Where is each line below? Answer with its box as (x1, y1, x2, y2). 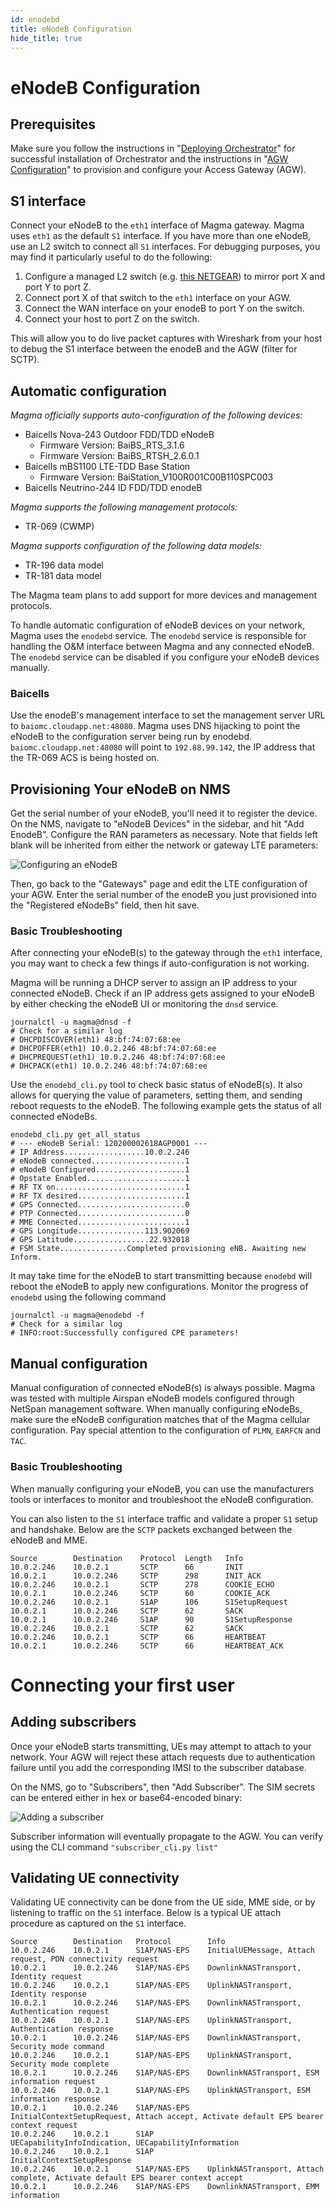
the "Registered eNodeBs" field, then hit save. (10, 899, 200, 911)
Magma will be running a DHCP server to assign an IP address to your (10, 977, 298, 989)
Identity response (10, 1989, 87, 2000)
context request (10, 2121, 78, 2131)
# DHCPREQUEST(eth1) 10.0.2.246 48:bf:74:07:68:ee (10, 1052, 226, 1063)
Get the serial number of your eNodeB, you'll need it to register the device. (10, 807, 318, 820)
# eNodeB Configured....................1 (10, 1165, 190, 1175)
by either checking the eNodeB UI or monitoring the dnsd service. (10, 998, 279, 1010)
